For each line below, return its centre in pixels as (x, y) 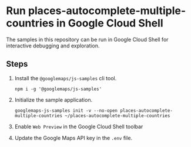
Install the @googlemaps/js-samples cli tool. (66, 78)
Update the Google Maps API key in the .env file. (73, 138)
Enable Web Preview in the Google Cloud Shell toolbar (79, 127)
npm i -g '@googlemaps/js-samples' (58, 89)
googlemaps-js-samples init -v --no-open (66, 110)
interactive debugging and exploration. (53, 46)
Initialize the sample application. (53, 100)
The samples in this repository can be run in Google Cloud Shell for (87, 39)
